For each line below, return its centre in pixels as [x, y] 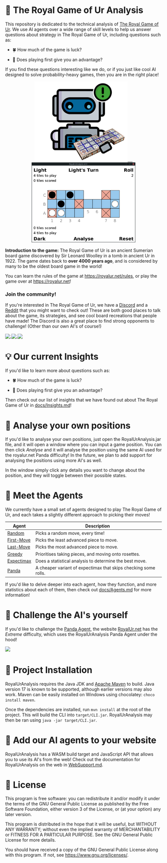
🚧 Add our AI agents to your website [81, 740]
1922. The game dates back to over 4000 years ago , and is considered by [82, 261]
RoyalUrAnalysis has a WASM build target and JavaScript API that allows [79, 754]
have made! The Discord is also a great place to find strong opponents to [80, 321]
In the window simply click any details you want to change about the [75, 470]
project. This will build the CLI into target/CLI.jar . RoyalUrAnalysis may [79, 715]
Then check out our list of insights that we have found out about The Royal [82, 400]
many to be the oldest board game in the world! [54, 266]
